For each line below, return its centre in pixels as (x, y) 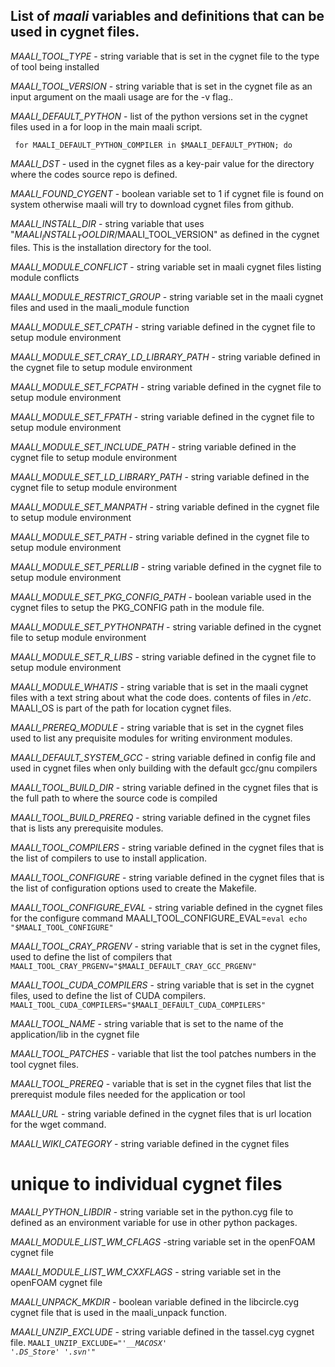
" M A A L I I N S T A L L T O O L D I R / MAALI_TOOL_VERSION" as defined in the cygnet (165, 235)
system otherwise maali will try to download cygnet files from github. (152, 204)
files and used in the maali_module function (100, 307)
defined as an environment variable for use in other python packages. (154, 1222)
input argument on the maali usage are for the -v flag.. (122, 96)
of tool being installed (55, 66)
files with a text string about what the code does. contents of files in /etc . (161, 697)
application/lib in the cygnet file (75, 1034)
